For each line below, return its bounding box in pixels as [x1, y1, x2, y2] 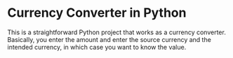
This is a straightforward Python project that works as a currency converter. [7, 28, 226, 36]
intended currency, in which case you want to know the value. [7, 43, 187, 51]
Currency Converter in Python [7, 5, 187, 21]
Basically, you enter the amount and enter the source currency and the [7, 35, 212, 43]
